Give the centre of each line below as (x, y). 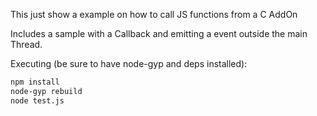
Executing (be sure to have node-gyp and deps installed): (129, 63)
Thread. (26, 44)
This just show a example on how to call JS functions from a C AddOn (154, 14)
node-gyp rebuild (46, 91)
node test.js (37, 100)
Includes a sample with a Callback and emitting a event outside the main (159, 33)
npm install (35, 82)
